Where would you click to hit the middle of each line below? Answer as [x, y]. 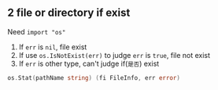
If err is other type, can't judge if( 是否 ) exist [89, 63]
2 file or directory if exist [69, 13]
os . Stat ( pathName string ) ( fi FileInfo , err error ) [94, 77]
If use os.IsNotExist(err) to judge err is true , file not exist [114, 55]
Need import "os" [37, 31]
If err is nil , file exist [53, 47]
